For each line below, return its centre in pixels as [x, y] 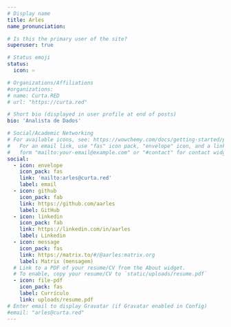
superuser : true [30, 45]
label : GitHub [40, 210]
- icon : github [35, 191]
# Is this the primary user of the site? [67, 39]
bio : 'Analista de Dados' [44, 121]
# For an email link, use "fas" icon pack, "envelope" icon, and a [109, 146]
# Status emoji [29, 58]
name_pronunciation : [37, 26]
